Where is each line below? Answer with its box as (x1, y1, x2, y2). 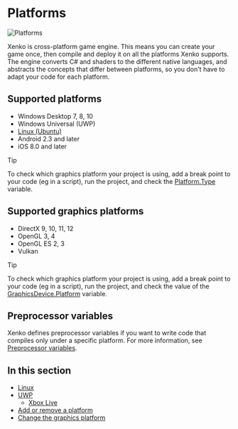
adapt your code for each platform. (7, 72, 110, 81)
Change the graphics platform (17, 413, 106, 422)
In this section (7, 364, 72, 376)
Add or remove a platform (17, 406, 94, 415)
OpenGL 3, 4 (17, 232, 55, 240)
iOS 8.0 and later (17, 142, 67, 151)
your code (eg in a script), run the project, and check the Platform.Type (7, 177, 216, 185)
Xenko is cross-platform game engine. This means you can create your (7, 42, 215, 50)
